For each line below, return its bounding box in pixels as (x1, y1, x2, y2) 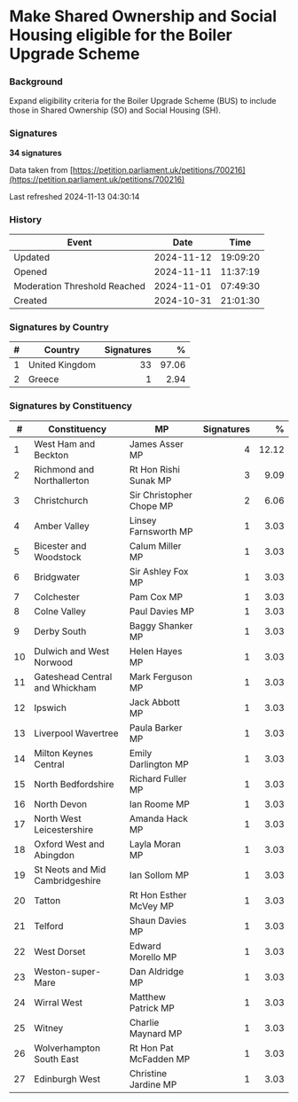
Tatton (34, 894, 61, 906)
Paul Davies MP (129, 605, 195, 617)
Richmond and (34, 463, 95, 475)
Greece (27, 373, 59, 386)
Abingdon (34, 848, 75, 861)
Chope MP (129, 499, 174, 512)
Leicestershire (34, 823, 94, 835)
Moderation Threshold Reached (13, 280, 146, 293)
